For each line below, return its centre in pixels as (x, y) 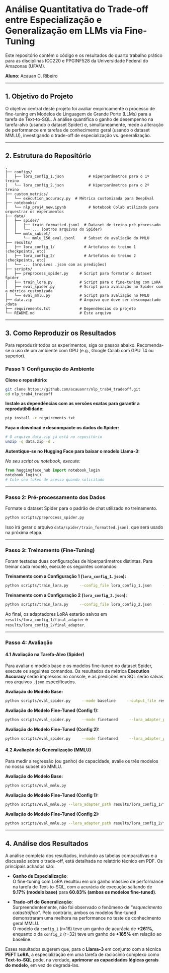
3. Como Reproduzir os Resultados (61, 333)
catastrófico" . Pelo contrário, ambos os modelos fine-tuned (74, 913)
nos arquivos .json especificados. (41, 682)
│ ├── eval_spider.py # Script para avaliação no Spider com (84, 286)
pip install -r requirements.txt (40, 418)
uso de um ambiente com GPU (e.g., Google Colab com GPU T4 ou (84, 351)
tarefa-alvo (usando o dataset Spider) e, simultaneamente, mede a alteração (84, 124)
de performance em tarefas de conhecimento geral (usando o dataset (77, 130)
